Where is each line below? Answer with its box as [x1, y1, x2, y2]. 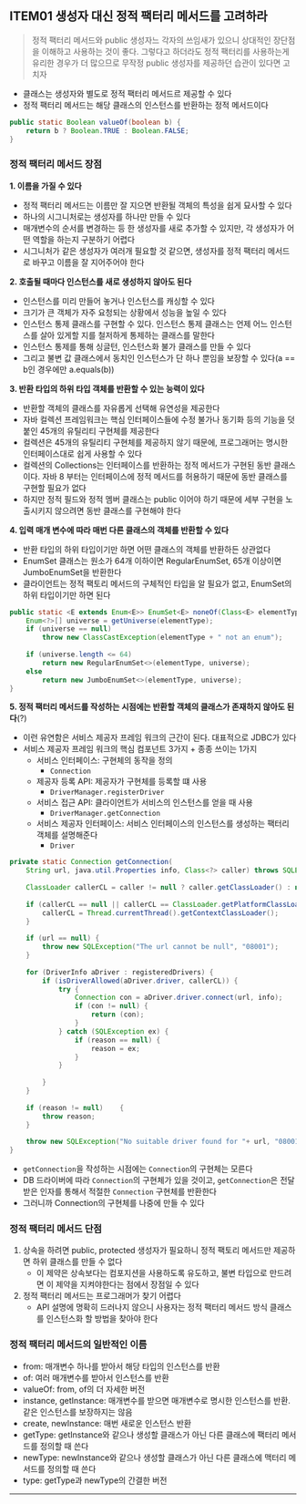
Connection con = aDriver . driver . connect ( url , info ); [74, 993, 283, 1003]
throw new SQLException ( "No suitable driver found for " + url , [25, 1138, 271, 1147]
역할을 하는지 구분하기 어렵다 [32, 233, 135, 244]
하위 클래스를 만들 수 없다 [32, 1256, 123, 1267]
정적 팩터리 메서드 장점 [9, 158, 103, 170]
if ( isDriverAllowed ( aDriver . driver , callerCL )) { [42, 976, 239, 985]
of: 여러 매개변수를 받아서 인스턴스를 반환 [22, 1372, 170, 1383]
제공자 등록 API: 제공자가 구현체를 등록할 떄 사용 [36, 776, 208, 787]
